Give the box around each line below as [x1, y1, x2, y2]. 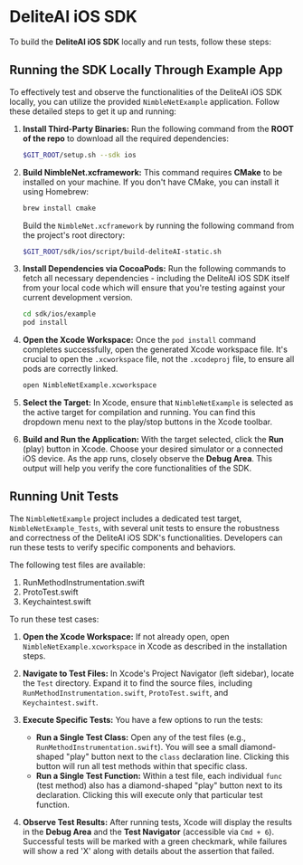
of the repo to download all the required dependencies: [22, 133, 229, 144]
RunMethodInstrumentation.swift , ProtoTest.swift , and [22, 687, 229, 698]
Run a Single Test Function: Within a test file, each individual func [35, 770, 283, 781]
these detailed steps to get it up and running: [9, 106, 176, 117]
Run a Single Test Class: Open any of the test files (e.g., [35, 731, 247, 743]
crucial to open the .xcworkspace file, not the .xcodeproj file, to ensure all [22, 354, 295, 365]
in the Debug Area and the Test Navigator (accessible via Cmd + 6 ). [22, 826, 274, 837]
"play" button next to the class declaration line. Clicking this [66, 751, 289, 762]
